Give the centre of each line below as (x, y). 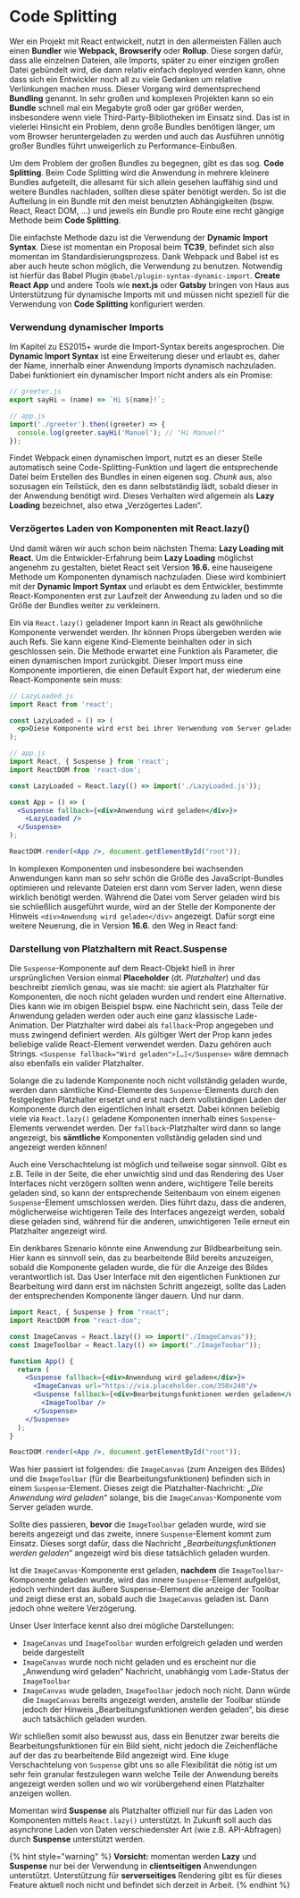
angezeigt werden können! (58, 1148)
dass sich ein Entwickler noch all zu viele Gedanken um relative (126, 79)
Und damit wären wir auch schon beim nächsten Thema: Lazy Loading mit (146, 548)
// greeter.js (36, 392)
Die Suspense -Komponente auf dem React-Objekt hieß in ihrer (122, 969)
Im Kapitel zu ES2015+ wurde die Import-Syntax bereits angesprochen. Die (147, 347)
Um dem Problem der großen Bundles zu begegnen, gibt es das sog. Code (146, 163)
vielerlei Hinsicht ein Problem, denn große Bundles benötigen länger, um (142, 126)
